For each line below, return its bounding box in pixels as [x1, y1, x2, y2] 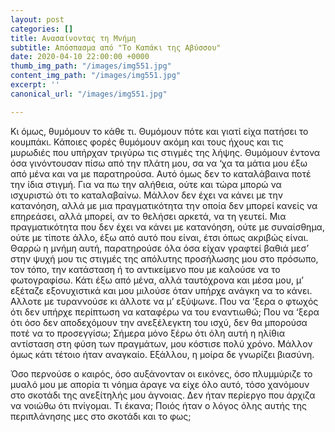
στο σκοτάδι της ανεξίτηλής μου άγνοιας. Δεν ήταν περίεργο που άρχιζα [10, 389, 316, 401]
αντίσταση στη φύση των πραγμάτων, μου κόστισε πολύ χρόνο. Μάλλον [10, 337, 313, 350]
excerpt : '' [10, 80, 60, 90]
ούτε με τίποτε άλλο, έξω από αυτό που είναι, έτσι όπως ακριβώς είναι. [10, 231, 309, 243]
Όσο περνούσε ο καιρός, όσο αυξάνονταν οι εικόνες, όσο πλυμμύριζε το [10, 367, 313, 380]
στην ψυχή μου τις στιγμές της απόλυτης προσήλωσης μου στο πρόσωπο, [10, 252, 319, 265]
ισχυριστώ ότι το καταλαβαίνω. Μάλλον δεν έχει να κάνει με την [10, 189, 284, 201]
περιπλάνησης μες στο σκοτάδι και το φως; [10, 410, 192, 422]
